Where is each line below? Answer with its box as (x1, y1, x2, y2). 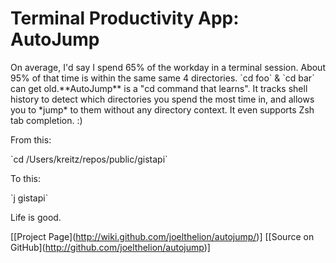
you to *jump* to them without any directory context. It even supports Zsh (10, 103, 315, 116)
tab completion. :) (10, 114, 83, 126)
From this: (10, 133, 52, 146)
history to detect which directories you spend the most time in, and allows (10, 93, 315, 105)
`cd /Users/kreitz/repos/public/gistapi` (10, 153, 168, 165)
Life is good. (10, 211, 62, 223)
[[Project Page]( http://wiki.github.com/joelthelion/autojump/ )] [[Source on (10, 230, 315, 242)
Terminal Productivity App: (10, 7, 240, 30)
